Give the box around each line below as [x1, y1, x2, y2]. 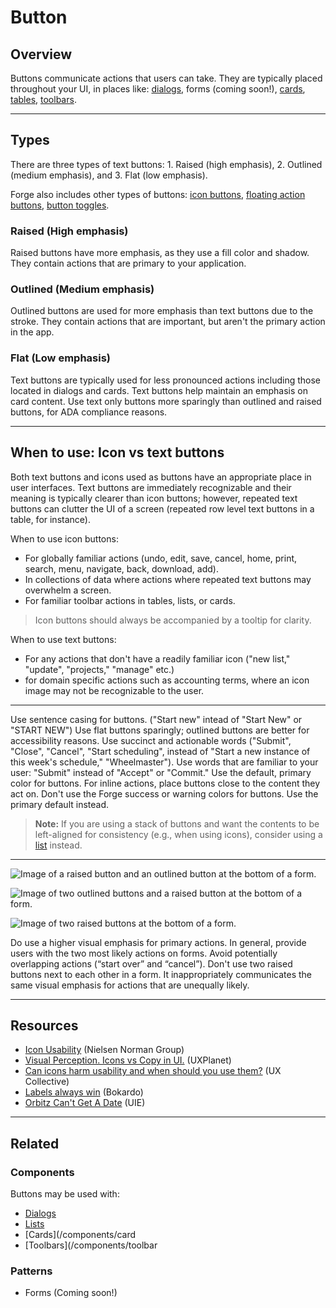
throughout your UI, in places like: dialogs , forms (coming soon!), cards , [10, 83, 306, 95]
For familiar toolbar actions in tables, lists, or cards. [24, 594, 236, 606]
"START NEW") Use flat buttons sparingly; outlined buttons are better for [10, 724, 310, 736]
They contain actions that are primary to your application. [10, 257, 247, 270]
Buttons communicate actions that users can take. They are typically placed [10, 72, 323, 84]
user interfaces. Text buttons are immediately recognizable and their [10, 481, 292, 493]
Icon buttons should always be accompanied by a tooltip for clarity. [34, 614, 312, 626]
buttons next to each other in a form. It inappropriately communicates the [10, 968, 312, 980]
